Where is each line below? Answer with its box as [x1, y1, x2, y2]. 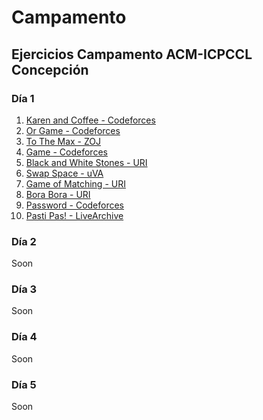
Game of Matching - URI [25, 177, 126, 190]
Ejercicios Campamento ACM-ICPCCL [11, 46, 253, 63]
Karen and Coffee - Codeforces [25, 114, 156, 126]
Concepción [11, 61, 89, 78]
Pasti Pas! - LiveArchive [25, 209, 124, 221]
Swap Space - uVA [25, 167, 104, 179]
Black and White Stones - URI [25, 156, 148, 168]
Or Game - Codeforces [25, 124, 121, 136]
